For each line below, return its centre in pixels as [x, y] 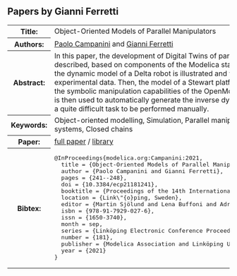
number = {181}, [87, 238]
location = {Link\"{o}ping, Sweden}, [122, 198]
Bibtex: [29, 208]
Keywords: [29, 125]
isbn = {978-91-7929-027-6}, [108, 211]
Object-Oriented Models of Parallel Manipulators [135, 31]
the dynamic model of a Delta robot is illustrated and [141, 73]
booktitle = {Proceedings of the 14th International [147, 191]
